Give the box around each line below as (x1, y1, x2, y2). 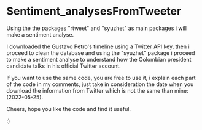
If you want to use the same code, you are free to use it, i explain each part (6, 74, 196, 81)
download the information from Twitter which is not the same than (6, 87, 173, 94)
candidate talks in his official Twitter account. (6, 62, 121, 70)
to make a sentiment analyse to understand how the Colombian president (6, 56, 192, 63)
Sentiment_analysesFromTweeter (6, 4, 182, 18)
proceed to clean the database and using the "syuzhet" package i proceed (6, 49, 195, 56)
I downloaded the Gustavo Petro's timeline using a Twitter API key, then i (6, 43, 190, 50)
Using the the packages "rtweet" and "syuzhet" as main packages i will (6, 24, 187, 32)
